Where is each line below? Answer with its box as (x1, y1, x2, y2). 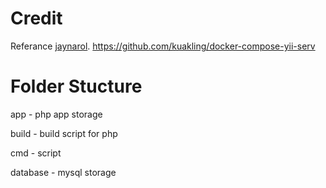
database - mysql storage (10, 166, 117, 178)
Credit (10, 7, 63, 30)
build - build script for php (10, 127, 118, 139)
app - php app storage (10, 108, 103, 120)
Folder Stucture (10, 75, 143, 98)
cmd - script (10, 147, 62, 159)
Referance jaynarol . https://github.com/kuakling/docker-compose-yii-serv (10, 40, 316, 52)
